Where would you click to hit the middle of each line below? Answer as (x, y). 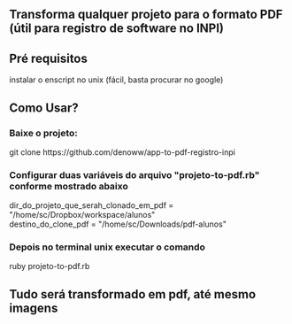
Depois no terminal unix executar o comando (108, 247)
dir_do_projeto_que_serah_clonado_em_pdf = (92, 205)
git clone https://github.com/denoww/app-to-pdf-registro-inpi (123, 152)
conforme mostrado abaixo (69, 186)
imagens (34, 308)
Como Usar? (44, 108)
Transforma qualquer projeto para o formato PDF (146, 15)
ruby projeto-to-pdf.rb (50, 266)
